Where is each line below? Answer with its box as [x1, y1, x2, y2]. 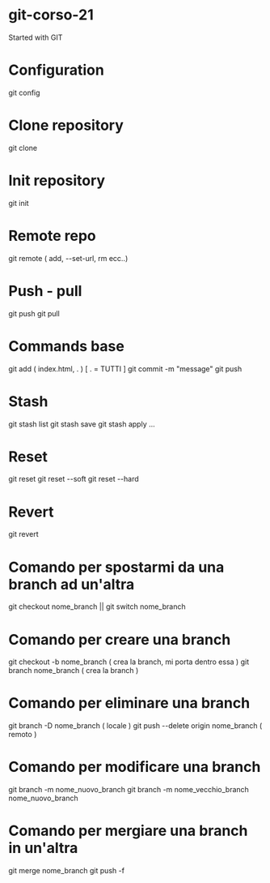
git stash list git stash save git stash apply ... [8, 419, 155, 429]
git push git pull [8, 308, 61, 318]
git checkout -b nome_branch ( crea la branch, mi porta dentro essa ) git [8, 657, 249, 667]
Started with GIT [8, 32, 63, 42]
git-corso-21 [8, 6, 95, 24]
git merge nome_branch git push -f [8, 866, 125, 876]
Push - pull [8, 281, 82, 300]
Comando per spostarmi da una [8, 558, 225, 577]
